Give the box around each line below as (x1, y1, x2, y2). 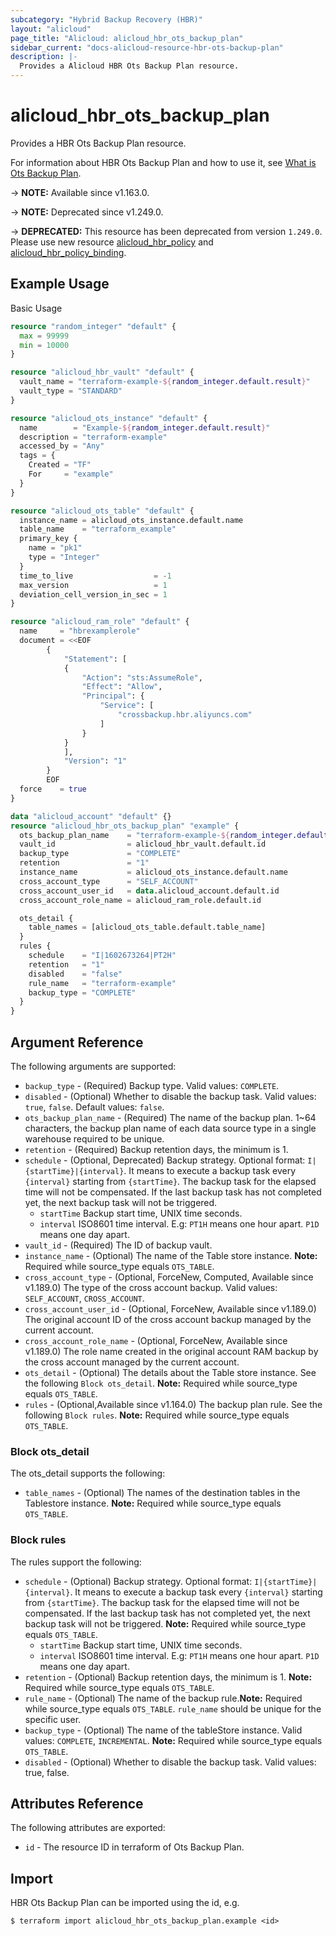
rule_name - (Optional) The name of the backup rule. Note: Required (24, 1692, 303, 1704)
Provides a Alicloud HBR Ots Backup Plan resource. (19, 61, 240, 71)
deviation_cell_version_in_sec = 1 (19, 589, 168, 600)
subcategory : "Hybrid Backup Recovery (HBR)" (10, 14, 203, 25)
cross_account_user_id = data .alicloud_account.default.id (19, 886, 280, 896)
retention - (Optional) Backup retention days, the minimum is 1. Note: (24, 1671, 313, 1683)
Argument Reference (10, 1034, 144, 1051)
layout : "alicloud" (10, 24, 92, 34)
